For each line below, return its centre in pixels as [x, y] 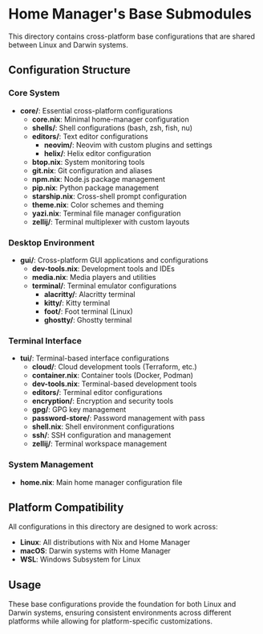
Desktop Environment [51, 242]
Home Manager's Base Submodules [130, 14]
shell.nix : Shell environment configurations [103, 426]
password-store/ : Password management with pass [118, 418]
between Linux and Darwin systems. [68, 44]
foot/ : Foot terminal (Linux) [89, 311]
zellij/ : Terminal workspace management [99, 444]
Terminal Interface [45, 340]
